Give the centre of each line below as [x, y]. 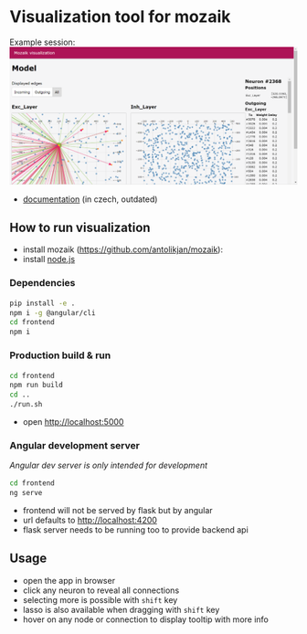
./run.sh [26, 405]
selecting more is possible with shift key [100, 599]
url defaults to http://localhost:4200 [90, 520]
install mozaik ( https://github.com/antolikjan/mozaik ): [123, 249]
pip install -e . [42, 303]
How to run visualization [80, 227]
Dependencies [42, 283]
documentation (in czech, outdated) [90, 199]
